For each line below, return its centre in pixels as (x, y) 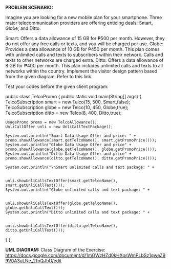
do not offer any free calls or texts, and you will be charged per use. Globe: (84, 44)
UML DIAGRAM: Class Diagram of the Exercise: (56, 250)
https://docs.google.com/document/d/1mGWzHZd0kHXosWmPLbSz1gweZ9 (85, 255)
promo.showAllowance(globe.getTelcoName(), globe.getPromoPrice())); (81, 149)
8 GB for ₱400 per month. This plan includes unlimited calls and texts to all (84, 66)
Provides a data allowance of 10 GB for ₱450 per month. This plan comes (82, 49)
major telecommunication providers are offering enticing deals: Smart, (79, 23)
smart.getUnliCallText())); (35, 185)
